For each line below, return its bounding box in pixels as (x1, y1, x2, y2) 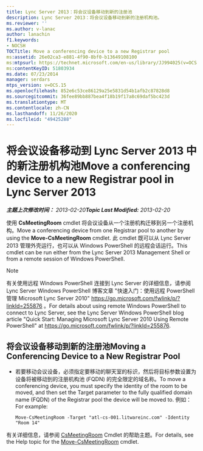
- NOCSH (6, 43, 26, 49)
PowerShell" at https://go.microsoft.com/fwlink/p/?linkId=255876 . (6, 322, 171, 330)
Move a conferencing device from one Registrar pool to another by (17, 227, 184, 234)
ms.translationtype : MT (6, 99, 67, 105)
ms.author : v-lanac (6, 25, 56, 32)
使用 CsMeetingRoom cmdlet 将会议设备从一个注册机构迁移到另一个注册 (6, 219, 188, 226)
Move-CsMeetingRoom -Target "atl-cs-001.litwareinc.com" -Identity (15, 415, 190, 421)
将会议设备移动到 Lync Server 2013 (6, 144, 184, 158)
